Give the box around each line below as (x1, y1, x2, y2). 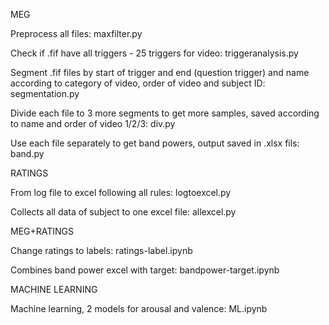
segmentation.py (10, 88, 80, 99)
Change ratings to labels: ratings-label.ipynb (10, 245, 193, 256)
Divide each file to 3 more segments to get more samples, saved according (10, 107, 320, 119)
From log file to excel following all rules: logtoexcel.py (10, 187, 232, 198)
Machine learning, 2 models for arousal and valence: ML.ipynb (10, 303, 268, 314)
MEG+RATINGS (10, 225, 75, 237)
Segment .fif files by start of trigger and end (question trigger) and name (10, 67, 310, 78)
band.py (10, 148, 45, 159)
